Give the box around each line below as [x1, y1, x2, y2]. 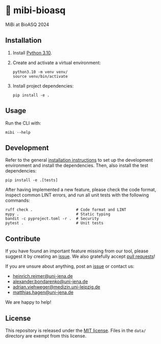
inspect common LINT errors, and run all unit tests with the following [5, 192, 149, 198]
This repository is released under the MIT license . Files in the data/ [5, 328, 146, 333]
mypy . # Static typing [5, 212, 111, 217]
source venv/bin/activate [12, 74, 68, 79]
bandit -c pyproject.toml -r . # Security [5, 216, 99, 221]
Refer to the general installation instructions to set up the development [5, 157, 153, 163]
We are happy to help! [5, 299, 52, 305]
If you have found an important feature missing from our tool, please [5, 248, 149, 254]
